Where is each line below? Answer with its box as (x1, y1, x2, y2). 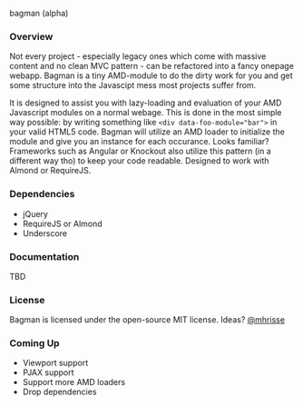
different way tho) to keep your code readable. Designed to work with (9, 155, 269, 166)
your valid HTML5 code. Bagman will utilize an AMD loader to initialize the (9, 126, 286, 137)
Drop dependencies (22, 386, 97, 398)
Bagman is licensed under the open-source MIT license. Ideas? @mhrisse (9, 314, 286, 325)
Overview (9, 30, 54, 43)
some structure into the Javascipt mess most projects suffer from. (9, 80, 257, 91)
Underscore (22, 227, 68, 239)
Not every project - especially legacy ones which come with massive (9, 51, 267, 62)
